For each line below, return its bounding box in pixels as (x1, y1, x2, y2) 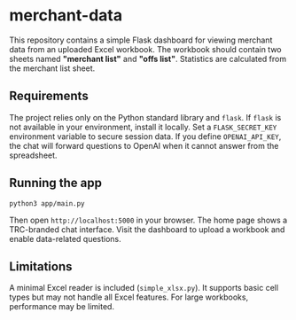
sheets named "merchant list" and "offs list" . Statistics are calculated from (9, 53, 286, 64)
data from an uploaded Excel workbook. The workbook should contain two (9, 43, 282, 54)
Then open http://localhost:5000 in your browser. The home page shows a (9, 215, 288, 225)
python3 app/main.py (9, 199, 86, 208)
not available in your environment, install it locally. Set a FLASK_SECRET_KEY (9, 121, 277, 132)
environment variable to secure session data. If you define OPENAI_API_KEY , (9, 130, 282, 142)
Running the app (9, 176, 102, 191)
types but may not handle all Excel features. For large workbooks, (9, 292, 249, 302)
